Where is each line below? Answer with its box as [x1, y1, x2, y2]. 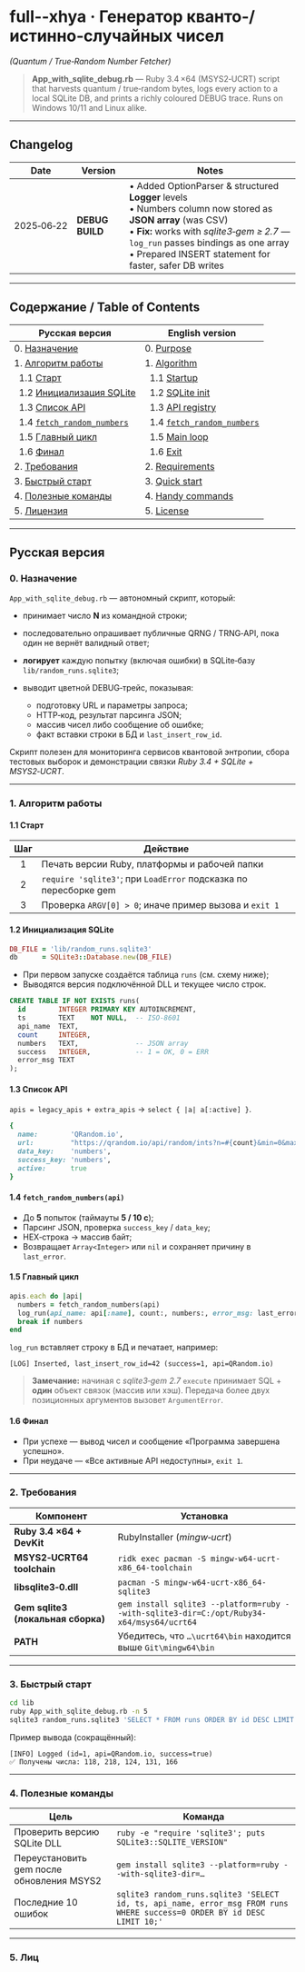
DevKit [14, 1536, 44, 1549]
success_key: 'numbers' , [17, 1155, 112, 1164]
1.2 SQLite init [149, 386, 211, 399]
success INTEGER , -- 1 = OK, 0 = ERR [17, 1047, 209, 1056]
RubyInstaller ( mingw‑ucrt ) [117, 1530, 232, 1543]
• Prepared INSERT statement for [129, 247, 271, 260]
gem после [14, 1863, 63, 1876]
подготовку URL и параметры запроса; [35, 700, 188, 711]
